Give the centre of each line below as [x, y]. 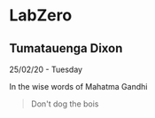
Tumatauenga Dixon [66, 48]
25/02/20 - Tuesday [46, 69]
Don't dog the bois [65, 104]
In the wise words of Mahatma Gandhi [78, 87]
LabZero [41, 16]
